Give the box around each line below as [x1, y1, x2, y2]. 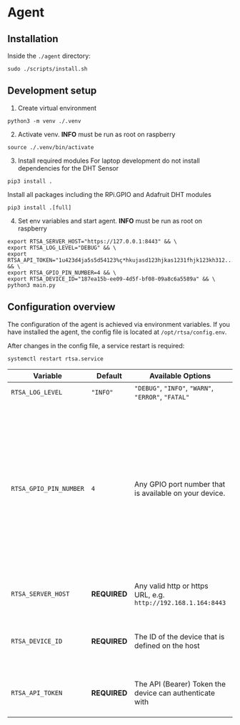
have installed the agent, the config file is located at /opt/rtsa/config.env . [7, 328, 227, 336]
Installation [7, 33, 59, 45]
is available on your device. [134, 488, 226, 498]
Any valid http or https [134, 581, 209, 591]
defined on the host [134, 640, 200, 650]
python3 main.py [7, 281, 56, 289]
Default [96, 370, 123, 380]
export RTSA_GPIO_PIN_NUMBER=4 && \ [7, 269, 116, 276]
